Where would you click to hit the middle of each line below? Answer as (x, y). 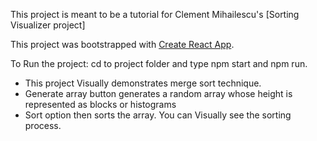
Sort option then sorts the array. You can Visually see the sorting (158, 115)
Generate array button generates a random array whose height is (158, 93)
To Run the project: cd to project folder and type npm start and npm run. (159, 63)
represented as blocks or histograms (100, 104)
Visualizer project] (48, 25)
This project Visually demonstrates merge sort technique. (143, 83)
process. (43, 125)
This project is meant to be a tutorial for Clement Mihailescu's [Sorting (155, 14)
